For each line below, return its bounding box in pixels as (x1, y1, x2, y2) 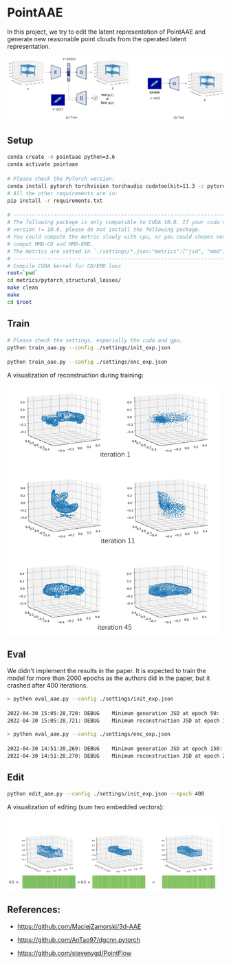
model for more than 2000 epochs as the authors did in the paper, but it (7, 674, 210, 682)
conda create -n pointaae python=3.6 (7, 153, 115, 161)
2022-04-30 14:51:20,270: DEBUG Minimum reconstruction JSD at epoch (7, 752, 220, 759)
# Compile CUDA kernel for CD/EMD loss (7, 263, 122, 270)
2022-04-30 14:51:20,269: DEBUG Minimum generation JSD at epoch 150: (7, 745, 223, 752)
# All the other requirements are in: (7, 190, 118, 197)
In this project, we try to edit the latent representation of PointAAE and (7, 28, 206, 36)
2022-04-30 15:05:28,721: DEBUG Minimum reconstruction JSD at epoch (7, 717, 220, 725)
